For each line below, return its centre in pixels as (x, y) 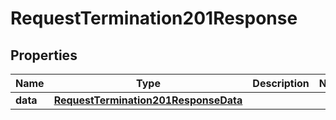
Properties (44, 55)
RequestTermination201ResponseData (148, 100)
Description (281, 83)
